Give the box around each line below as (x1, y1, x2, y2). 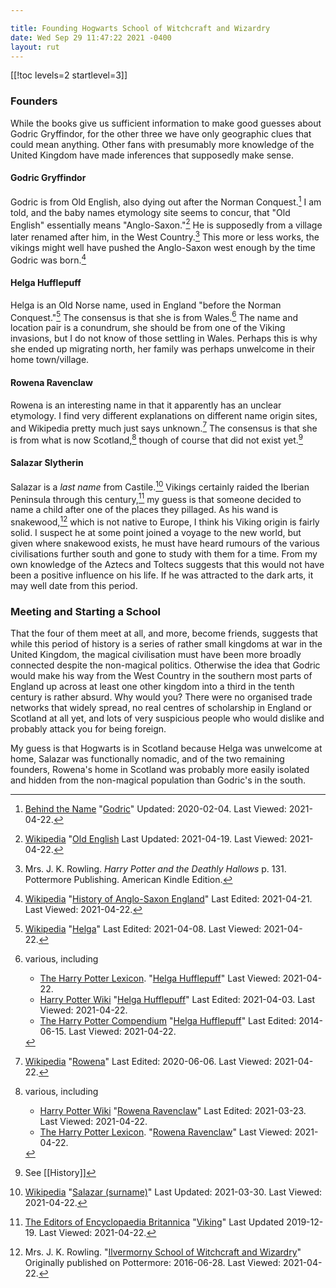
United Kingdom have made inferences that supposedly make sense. (10, 149, 295, 161)
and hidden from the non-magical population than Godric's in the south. (10, 774, 307, 786)
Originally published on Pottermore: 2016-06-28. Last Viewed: (24, 1257, 282, 1269)
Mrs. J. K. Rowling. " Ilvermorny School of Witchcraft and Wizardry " (24, 1246, 302, 1258)
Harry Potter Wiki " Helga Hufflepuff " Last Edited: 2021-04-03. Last (39, 994, 316, 1006)
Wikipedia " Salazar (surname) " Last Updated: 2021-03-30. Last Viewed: (24, 1186, 322, 1198)
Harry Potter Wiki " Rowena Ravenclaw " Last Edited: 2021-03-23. (39, 1105, 307, 1117)
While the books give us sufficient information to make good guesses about (10, 117, 322, 129)
